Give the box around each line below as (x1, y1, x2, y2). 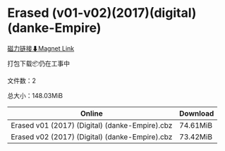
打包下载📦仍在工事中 (7, 59, 71, 68)
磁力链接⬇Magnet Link (7, 44, 75, 52)
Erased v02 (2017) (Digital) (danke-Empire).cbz (11, 132, 173, 142)
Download (179, 108, 214, 118)
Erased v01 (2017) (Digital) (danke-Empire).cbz (11, 120, 173, 130)
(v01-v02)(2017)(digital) (51, 5, 197, 21)
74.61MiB (179, 120, 213, 130)
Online (80, 108, 104, 118)
